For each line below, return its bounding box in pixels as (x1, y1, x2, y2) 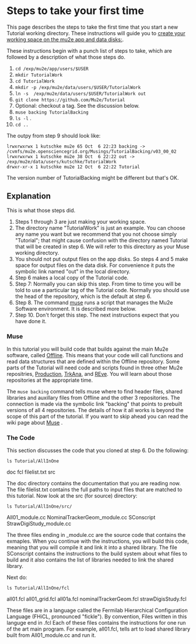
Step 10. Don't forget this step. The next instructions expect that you (15, 311, 180, 318)
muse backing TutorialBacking (15, 109, 89, 115)
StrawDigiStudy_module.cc (6, 520, 72, 527)
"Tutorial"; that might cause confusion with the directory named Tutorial (15, 237, 188, 244)
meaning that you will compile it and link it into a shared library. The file (6, 544, 177, 551)
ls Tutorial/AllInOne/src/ (6, 503, 72, 510)
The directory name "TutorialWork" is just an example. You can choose (15, 224, 185, 231)
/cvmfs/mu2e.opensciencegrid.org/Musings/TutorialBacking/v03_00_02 (6, 148, 177, 155)
